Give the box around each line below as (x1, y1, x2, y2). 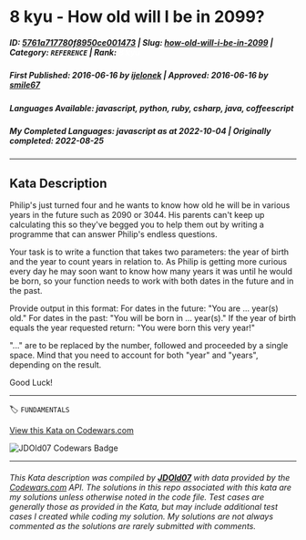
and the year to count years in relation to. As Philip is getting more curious (9, 256, 288, 267)
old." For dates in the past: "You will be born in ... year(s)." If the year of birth (9, 313, 297, 324)
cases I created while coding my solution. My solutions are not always (9, 511, 274, 522)
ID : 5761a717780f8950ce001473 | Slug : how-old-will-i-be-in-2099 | (9, 36, 273, 47)
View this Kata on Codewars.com (9, 425, 135, 436)
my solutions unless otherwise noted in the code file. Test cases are (9, 491, 265, 503)
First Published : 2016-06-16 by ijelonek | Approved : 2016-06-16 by (9, 70, 269, 81)
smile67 (9, 79, 41, 90)
